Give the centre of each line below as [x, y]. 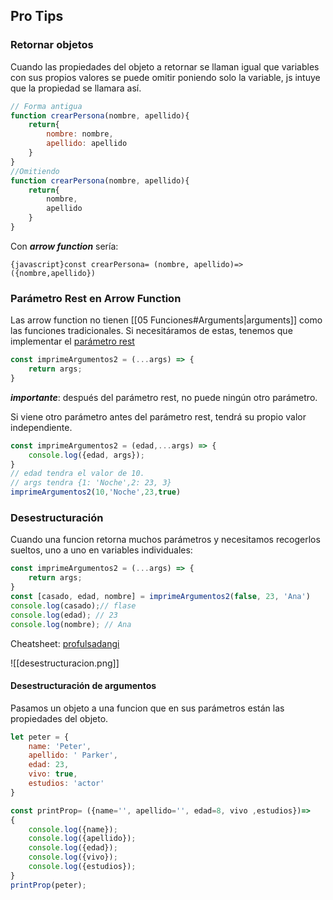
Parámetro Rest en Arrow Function [96, 298]
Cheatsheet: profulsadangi [65, 643]
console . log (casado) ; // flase [73, 605]
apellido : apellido [87, 144]
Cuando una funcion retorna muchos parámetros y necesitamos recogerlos [165, 540]
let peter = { [40, 737]
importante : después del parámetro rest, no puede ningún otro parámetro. [164, 397]
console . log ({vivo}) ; [73, 857]
